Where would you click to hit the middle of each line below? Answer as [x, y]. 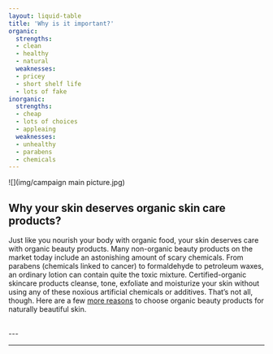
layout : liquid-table [45, 16]
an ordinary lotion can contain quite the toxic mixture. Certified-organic [128, 275]
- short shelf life [49, 84]
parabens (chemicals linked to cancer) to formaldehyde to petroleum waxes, [136, 266]
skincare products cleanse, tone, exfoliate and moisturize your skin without [134, 283]
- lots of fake [41, 91]
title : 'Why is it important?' [61, 24]
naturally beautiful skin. [48, 309]
